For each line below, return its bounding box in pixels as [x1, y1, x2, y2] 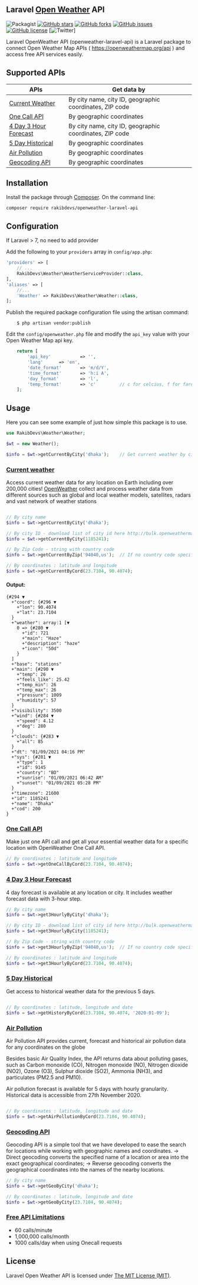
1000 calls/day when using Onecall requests [14, 1239, 123, 1246]
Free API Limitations [6, 1213, 65, 1221]
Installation [6, 178, 48, 188]
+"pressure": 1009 [16, 692, 62, 699]
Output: [6, 581, 25, 588]
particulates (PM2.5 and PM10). [6, 1074, 82, 1081]
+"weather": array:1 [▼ [11, 620, 70, 626]
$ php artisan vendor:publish [16, 320, 91, 327]
